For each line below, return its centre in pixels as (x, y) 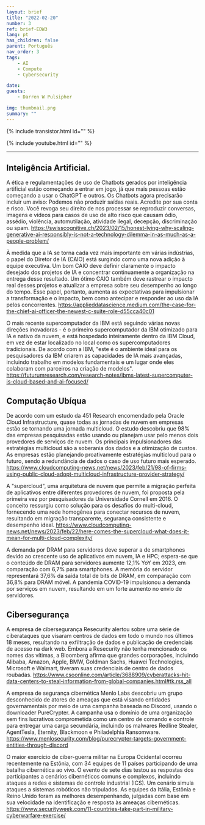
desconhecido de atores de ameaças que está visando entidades (88, 700)
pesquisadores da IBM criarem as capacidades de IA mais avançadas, (94, 356)
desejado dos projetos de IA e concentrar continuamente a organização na (100, 272)
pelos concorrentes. (31, 305)
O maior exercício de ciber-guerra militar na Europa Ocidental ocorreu (94, 757)
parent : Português (30, 46)
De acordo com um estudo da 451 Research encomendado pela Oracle (95, 416)
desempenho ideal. (31, 525)
